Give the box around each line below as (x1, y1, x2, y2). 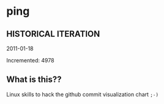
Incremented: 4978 (6, 57, 54, 64)
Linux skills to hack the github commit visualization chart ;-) (6, 91, 159, 98)
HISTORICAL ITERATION (6, 29, 100, 39)
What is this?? (6, 75, 62, 85)
